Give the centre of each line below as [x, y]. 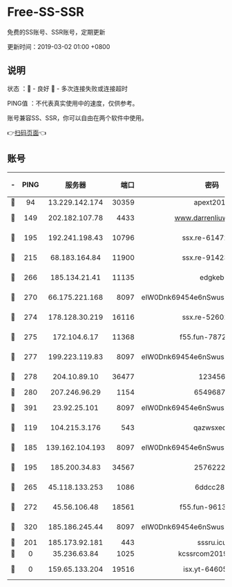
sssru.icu [212, 542]
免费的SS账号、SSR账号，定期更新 [56, 32]
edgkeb [212, 277]
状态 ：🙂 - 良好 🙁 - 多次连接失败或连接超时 [67, 88]
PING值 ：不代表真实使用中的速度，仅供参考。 [73, 103]
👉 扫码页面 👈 [27, 133]
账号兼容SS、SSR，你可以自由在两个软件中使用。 [77, 117]
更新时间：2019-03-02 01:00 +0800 [59, 46]
